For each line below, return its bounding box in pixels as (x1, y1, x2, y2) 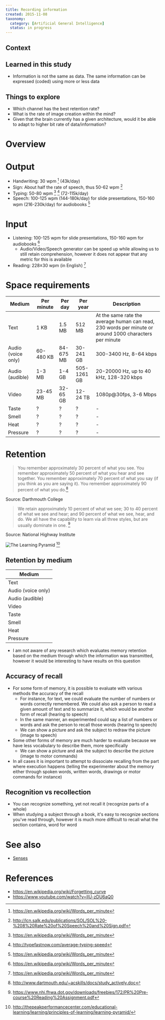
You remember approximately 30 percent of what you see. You (17, 465, 144, 471)
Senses (12, 855, 28, 861)
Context (5, 44, 31, 52)
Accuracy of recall (5, 672, 63, 680)
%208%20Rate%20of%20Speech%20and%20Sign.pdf (12, 923, 126, 929)
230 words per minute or (95, 324, 153, 331)
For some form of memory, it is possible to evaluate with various (12, 685, 142, 691)
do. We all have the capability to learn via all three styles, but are (17, 516, 148, 522)
